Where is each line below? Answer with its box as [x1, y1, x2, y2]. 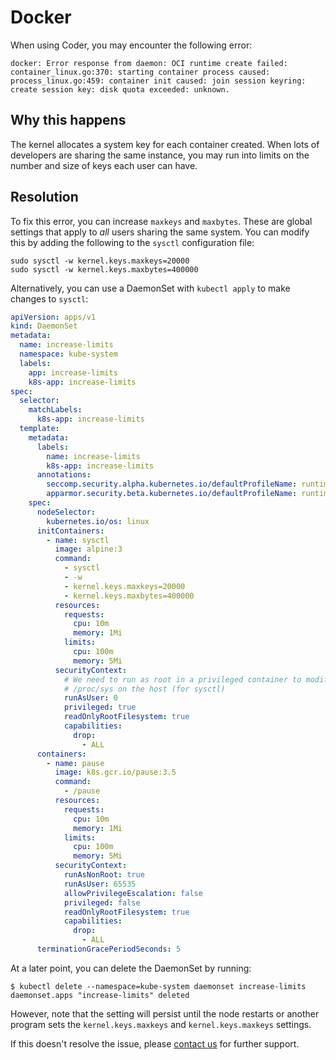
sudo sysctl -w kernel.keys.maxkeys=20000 [10, 256, 190, 266]
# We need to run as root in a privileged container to [63, 674, 302, 685]
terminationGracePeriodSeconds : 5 [36, 944, 182, 955]
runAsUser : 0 [63, 693, 118, 703]
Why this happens [10, 112, 127, 129]
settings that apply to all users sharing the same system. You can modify [10, 226, 310, 238]
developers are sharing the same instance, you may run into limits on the [10, 149, 310, 161]
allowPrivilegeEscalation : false [63, 888, 203, 898]
